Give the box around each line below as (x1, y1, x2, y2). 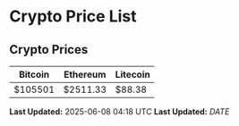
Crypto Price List (9, 6, 137, 27)
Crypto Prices (9, 42, 89, 57)
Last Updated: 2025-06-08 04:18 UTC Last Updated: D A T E (9, 106, 230, 117)
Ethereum (64, 69, 107, 80)
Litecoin (115, 69, 150, 80)
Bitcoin (19, 69, 50, 80)
